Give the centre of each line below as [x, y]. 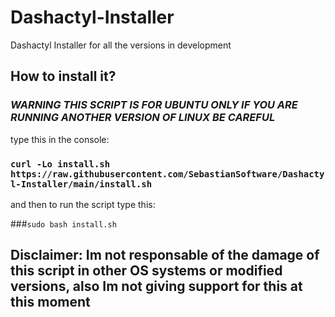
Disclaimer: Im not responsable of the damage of [165, 255]
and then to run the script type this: [83, 204]
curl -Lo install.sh [60, 164]
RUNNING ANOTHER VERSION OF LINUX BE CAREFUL [143, 118]
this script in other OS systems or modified [146, 271]
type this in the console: [60, 139]
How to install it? [63, 76]
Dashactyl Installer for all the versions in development [121, 45]
